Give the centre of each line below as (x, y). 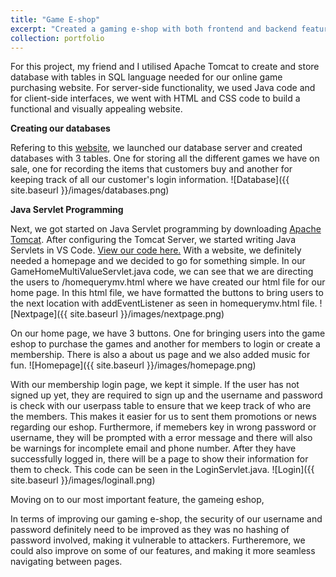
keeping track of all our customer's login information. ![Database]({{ (150, 180)
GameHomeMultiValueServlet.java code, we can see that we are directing (162, 272)
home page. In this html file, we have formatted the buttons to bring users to (167, 293)
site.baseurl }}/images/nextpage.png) (147, 314)
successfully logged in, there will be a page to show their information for (159, 459)
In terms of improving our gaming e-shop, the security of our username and (166, 519)
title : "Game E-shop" (55, 19)
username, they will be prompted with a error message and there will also (161, 438)
